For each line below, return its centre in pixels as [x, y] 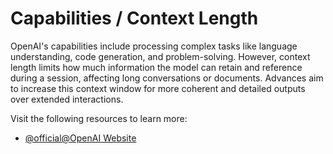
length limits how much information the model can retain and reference [156, 67]
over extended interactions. [67, 99]
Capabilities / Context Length [134, 18]
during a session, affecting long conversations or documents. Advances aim [167, 78]
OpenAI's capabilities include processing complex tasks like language [154, 46]
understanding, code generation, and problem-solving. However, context [160, 56]
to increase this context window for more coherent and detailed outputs [158, 88]
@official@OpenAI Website [80, 138]
